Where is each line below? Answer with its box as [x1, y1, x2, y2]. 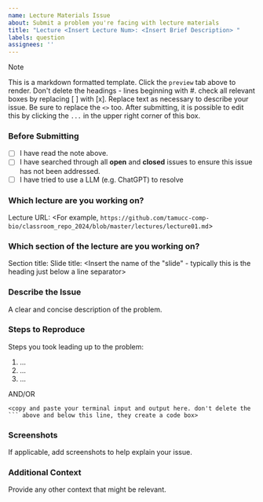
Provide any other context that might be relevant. [8, 485, 166, 494]
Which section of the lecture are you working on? [8, 241, 200, 252]
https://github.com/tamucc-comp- [100, 214, 210, 222]
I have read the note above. [19, 149, 108, 158]
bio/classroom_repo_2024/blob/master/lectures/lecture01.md [8, 222, 210, 231]
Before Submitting [8, 131, 79, 142]
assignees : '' [8, 41, 55, 49]
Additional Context [8, 467, 82, 478]
